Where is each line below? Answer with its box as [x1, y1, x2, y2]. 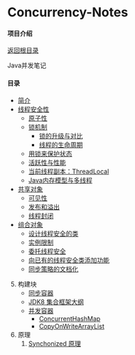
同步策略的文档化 [28, 264, 79, 273]
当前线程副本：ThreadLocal [28, 167, 109, 175]
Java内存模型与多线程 [28, 175, 92, 185]
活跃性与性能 [28, 158, 66, 167]
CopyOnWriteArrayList [38, 322, 104, 330]
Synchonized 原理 [28, 339, 82, 348]
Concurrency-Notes [7, 4, 129, 21]
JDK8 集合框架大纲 [28, 297, 84, 306]
